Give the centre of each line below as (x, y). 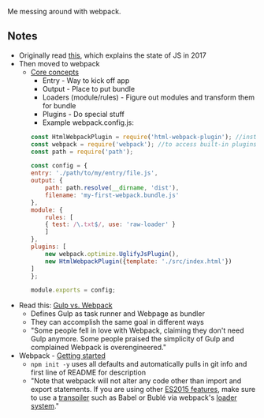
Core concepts (55, 72)
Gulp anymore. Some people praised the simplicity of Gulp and (132, 339)
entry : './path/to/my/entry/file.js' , (94, 173)
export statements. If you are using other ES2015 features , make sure (143, 390)
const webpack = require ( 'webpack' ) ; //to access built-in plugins (143, 144)
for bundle (59, 105)
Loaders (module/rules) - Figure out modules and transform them (149, 97)
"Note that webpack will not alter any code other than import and (136, 381)
